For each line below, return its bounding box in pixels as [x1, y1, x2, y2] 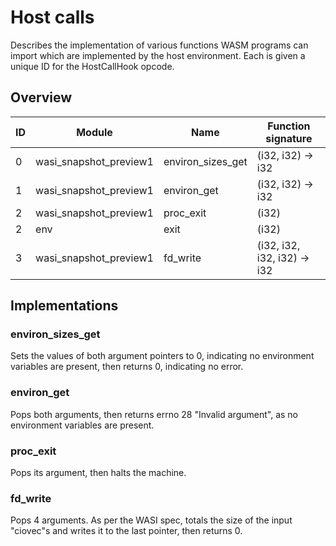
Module [76, 125, 113, 139]
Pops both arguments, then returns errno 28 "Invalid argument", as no [10, 408, 298, 420]
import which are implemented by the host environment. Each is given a [10, 49, 306, 61]
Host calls [10, 6, 95, 29]
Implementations [10, 297, 119, 315]
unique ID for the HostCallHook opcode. [10, 60, 175, 72]
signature [265, 131, 313, 145]
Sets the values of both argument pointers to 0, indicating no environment [10, 350, 315, 362]
